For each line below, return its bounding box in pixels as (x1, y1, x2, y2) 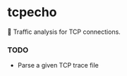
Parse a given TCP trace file (17, 61, 99, 70)
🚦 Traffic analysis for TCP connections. (7, 27, 121, 36)
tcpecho (7, 4, 57, 20)
